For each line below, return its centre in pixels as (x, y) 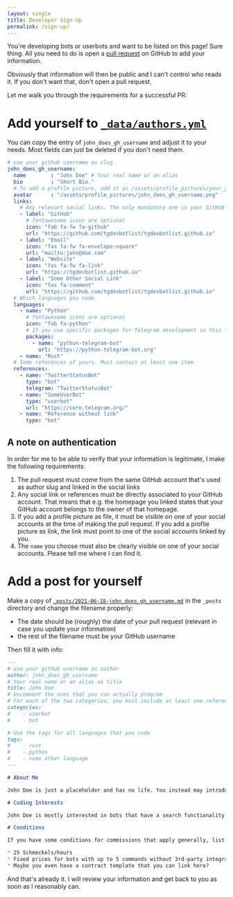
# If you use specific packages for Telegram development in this (123, 330)
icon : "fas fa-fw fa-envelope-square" (81, 246)
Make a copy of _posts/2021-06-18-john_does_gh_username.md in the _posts (114, 600)
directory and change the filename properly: (70, 608)
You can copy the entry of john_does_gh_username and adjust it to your (107, 142)
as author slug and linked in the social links (78, 487)
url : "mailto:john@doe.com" (66, 253)
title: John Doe (31, 688)
